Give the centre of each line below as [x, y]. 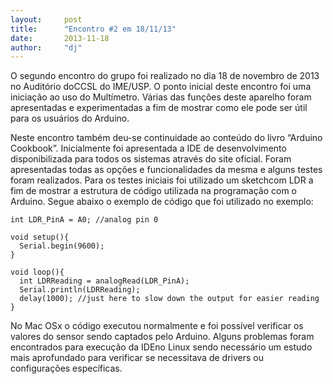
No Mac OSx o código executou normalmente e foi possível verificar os [157, 326]
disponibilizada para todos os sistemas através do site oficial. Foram [151, 159]
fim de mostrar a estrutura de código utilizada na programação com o [153, 191]
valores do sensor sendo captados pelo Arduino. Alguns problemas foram [162, 337]
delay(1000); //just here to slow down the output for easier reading [169, 299]
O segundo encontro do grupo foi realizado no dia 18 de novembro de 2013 [165, 76]
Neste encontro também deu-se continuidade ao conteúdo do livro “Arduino [166, 138]
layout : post [46, 19]
